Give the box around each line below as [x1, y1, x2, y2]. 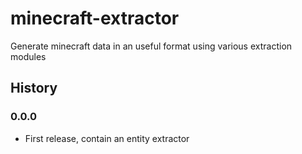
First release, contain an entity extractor [24, 132, 190, 144]
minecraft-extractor [10, 7, 180, 30]
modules [10, 50, 47, 62]
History [10, 80, 58, 97]
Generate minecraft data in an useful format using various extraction [10, 40, 293, 52]
